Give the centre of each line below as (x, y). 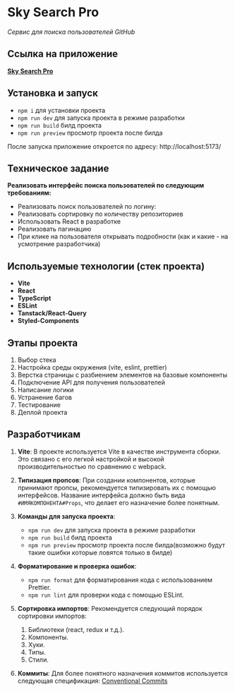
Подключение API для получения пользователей (91, 382)
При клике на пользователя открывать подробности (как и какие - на (123, 236)
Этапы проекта (43, 343)
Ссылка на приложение (63, 54)
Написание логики (46, 390)
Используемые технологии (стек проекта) (106, 266)
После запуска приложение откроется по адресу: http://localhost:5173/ (114, 146)
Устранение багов (45, 397)
